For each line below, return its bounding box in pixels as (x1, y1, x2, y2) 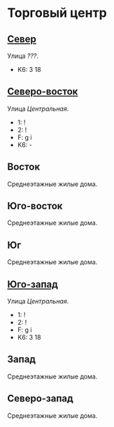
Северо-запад (7, 392, 73, 404)
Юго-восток (7, 200, 63, 212)
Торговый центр (7, 5, 107, 21)
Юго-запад (7, 278, 58, 290)
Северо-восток (7, 86, 78, 98)
